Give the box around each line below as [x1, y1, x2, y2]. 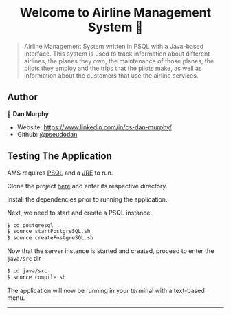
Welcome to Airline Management [19, 5, 212, 21]
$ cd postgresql [7, 221, 54, 228]
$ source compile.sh [7, 274, 67, 281]
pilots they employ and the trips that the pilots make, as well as [23, 64, 202, 72]
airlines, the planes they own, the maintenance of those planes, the [23, 56, 214, 65]
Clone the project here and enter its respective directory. [7, 182, 168, 190]
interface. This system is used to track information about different [23, 50, 210, 58]
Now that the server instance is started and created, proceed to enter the [7, 247, 214, 255]
